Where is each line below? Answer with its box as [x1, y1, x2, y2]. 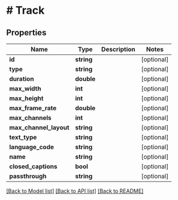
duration [9, 75, 34, 83]
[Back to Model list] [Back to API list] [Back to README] [6, 187, 144, 195]
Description [101, 46, 136, 53]
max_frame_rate [9, 104, 57, 112]
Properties [6, 28, 47, 38]
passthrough [9, 172, 47, 180]
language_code [9, 143, 55, 151]
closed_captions [9, 162, 58, 171]
